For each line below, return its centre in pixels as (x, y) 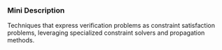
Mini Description (36, 10)
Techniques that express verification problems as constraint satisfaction (111, 26)
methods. (21, 40)
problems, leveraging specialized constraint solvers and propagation (106, 33)
